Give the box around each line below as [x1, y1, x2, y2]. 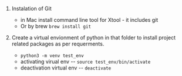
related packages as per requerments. [11, 41, 105, 47]
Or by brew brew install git [20, 23, 92, 29]
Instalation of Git [11, 5, 52, 12]
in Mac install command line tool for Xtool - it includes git [20, 16, 159, 23]
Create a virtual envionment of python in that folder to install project [11, 34, 176, 41]
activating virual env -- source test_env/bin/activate [20, 58, 151, 65]
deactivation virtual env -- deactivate [20, 64, 112, 71]
